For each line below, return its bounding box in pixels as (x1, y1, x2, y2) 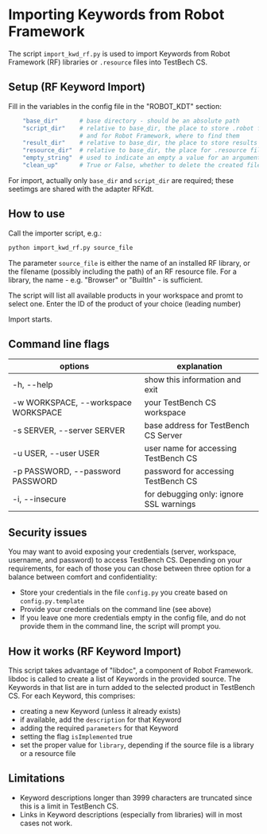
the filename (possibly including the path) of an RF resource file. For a (8, 267, 237, 276)
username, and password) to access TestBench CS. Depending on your (8, 555, 242, 565)
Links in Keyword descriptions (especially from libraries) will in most (19, 809, 242, 819)
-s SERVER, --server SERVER (12, 425, 126, 436)
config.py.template (19, 598, 85, 606)
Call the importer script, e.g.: (8, 228, 102, 238)
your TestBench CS (144, 397, 217, 408)
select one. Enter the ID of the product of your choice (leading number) (8, 298, 242, 308)
